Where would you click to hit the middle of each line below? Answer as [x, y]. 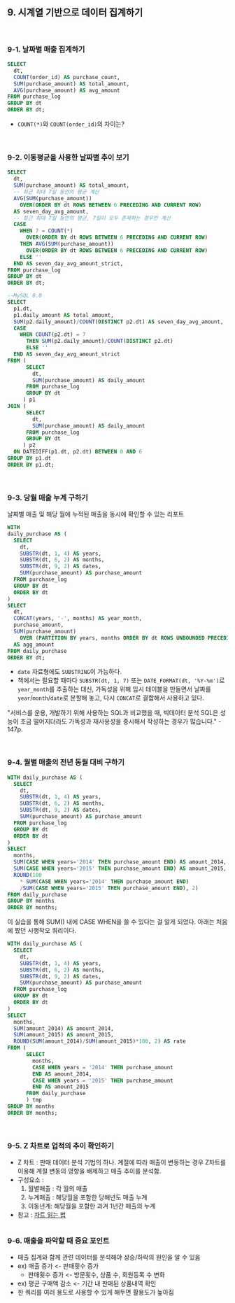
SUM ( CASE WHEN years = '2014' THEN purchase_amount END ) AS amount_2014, [120, 862]
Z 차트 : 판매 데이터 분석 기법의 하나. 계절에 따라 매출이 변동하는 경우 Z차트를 [121, 1162]
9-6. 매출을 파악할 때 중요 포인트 [58, 1241]
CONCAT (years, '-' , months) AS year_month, [78, 619]
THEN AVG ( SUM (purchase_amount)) [67, 244]
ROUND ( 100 [28, 875]
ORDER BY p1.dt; [31, 465]
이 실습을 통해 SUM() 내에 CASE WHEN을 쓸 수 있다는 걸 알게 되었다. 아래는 [111, 922]
